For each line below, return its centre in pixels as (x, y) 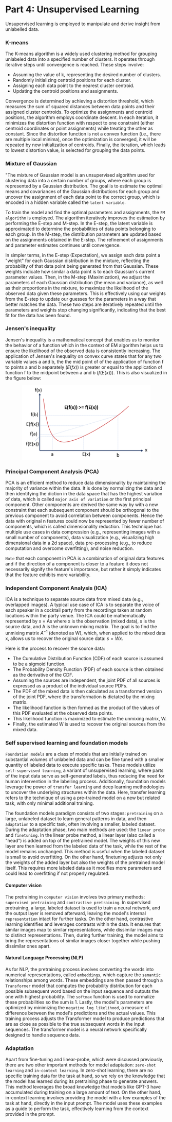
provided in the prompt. (30, 1114)
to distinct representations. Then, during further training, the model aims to (84, 935)
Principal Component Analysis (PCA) (52, 471)
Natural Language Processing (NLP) (44, 958)
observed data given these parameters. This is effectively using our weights (85, 293)
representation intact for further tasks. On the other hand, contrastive (79, 919)
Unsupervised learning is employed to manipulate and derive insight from (83, 24)
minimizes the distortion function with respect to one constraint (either (80, 123)
